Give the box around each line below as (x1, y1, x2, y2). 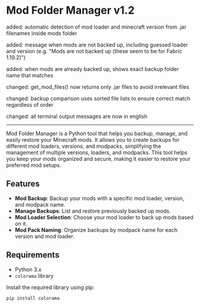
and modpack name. (14, 201, 65, 208)
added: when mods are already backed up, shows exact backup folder (6, 65, 179, 72)
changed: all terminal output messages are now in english (6, 113, 148, 120)
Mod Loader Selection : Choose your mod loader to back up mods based (14, 213, 193, 221)
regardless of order (6, 101, 54, 108)
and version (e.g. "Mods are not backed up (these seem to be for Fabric (6, 47, 183, 54)
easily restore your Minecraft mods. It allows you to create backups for (6, 136, 180, 143)
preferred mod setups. (6, 162, 61, 169)
